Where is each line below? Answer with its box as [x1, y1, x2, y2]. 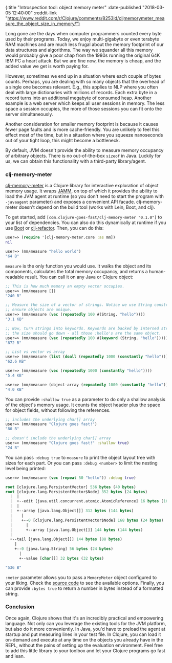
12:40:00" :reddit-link [12, 10, 57, 16]
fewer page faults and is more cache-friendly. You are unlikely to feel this [5, 126, 160, 132]
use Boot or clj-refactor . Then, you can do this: [5, 225, 104, 231]
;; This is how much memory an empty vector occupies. [5, 283, 125, 289]
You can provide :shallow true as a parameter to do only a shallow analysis [5, 396, 165, 402]
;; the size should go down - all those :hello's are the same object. [5, 330, 161, 336]
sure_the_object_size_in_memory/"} [5, 20, 80, 27]
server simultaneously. [5, 111, 53, 117]
